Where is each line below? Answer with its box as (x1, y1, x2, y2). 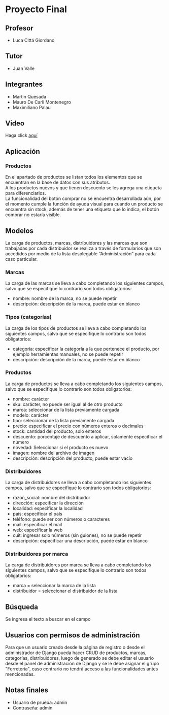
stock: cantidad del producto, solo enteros (12, 428, 102, 434)
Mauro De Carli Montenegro (12, 99, 71, 105)
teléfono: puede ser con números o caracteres (12, 516, 110, 522)
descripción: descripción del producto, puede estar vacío (12, 455, 133, 461)
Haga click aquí (5, 132, 38, 139)
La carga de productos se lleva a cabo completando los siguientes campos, (5, 381, 163, 387)
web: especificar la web (12, 527, 63, 533)
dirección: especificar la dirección (12, 500, 84, 506)
